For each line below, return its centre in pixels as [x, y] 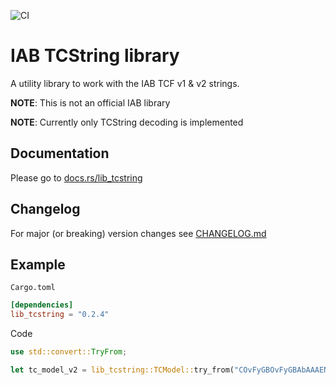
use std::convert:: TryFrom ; [69, 352]
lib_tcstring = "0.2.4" [60, 315]
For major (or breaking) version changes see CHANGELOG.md [138, 233]
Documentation [60, 153]
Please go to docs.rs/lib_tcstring [76, 177]
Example [38, 264]
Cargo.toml [33, 288]
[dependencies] [42, 305]
